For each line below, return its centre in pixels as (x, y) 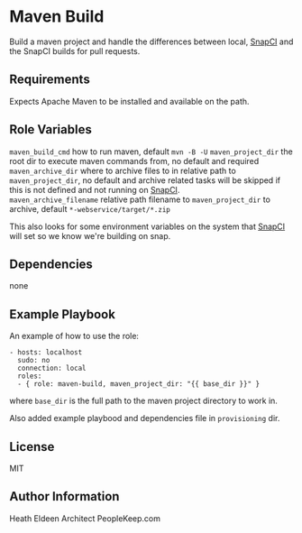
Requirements (50, 80)
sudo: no (34, 361)
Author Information (64, 496)
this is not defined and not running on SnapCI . (95, 189)
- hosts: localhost (46, 353)
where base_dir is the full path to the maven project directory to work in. (143, 401)
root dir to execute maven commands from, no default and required (134, 161)
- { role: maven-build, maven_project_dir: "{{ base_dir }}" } (138, 384)
